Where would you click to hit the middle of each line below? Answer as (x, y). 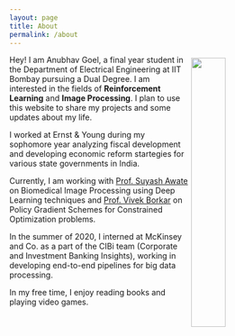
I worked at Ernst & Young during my (77, 135)
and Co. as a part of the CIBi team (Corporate (94, 246)
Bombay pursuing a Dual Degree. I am (80, 79)
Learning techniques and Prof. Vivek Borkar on (96, 200)
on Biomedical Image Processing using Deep (92, 191)
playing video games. (49, 302)
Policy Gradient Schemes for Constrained (86, 210)
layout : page (34, 18)
